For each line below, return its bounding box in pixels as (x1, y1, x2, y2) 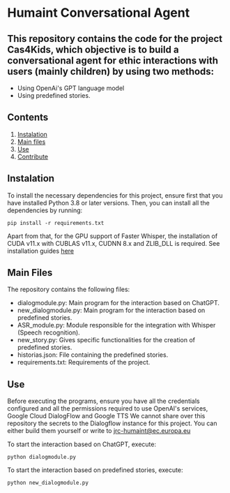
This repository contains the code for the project (7, 33, 223, 45)
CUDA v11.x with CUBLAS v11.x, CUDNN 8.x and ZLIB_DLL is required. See (7, 239, 220, 247)
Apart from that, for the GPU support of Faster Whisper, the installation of (7, 232, 218, 240)
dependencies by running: (7, 206, 83, 214)
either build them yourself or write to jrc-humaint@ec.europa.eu (7, 427, 191, 435)
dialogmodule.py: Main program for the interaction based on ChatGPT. (17, 299, 220, 307)
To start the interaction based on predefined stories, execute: (7, 466, 183, 474)
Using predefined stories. (17, 91, 91, 99)
